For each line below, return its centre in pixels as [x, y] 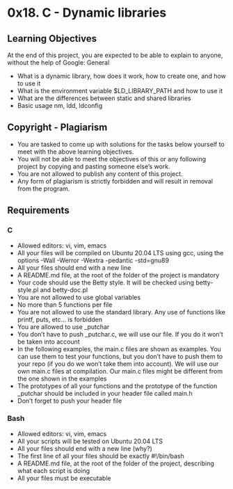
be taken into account [48, 342]
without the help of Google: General [58, 63]
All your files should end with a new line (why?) [85, 448]
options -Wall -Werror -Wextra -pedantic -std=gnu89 [93, 260]
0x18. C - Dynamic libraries [87, 13]
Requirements [38, 210]
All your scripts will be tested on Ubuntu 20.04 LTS [90, 441]
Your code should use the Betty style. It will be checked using [106, 282]
